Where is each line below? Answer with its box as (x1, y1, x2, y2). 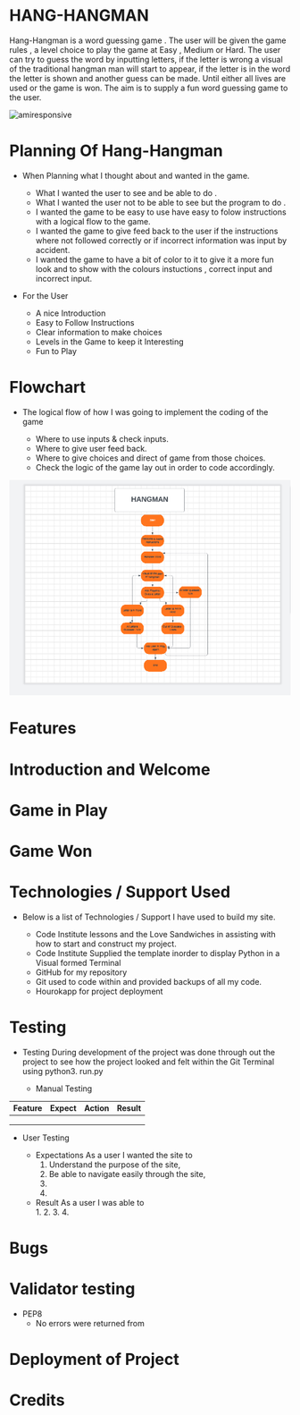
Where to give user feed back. (35, 443, 147, 453)
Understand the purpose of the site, (48, 1159, 181, 1170)
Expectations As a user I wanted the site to (35, 1149, 194, 1160)
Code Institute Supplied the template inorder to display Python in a (35, 947, 280, 958)
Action (84, 1103, 110, 1114)
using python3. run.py (21, 1065, 104, 1076)
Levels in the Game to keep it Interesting (35, 336, 185, 347)
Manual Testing (35, 1083, 93, 1094)
